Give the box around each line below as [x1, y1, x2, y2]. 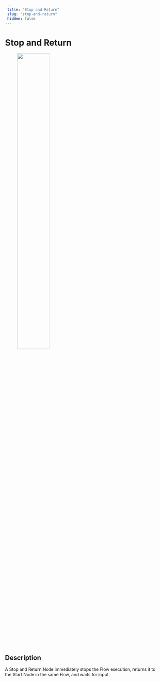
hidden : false [7, 16, 36, 21]
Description [5, 653, 41, 662]
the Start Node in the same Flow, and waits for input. [5, 672, 110, 678]
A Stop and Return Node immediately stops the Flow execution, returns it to [5, 666, 156, 672]
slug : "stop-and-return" [7, 12, 57, 17]
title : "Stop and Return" [7, 7, 60, 12]
